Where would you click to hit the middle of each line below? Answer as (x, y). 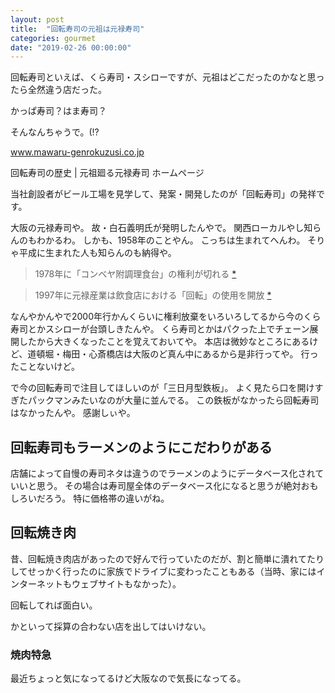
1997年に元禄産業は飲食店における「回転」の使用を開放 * (153, 295)
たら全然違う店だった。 (58, 90)
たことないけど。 (45, 367)
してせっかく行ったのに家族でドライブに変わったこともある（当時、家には (163, 571)
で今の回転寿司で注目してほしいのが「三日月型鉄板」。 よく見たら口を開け (162, 388)
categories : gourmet (53, 38)
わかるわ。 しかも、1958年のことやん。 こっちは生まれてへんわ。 (171, 240)
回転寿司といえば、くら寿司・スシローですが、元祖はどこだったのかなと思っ (167, 77)
